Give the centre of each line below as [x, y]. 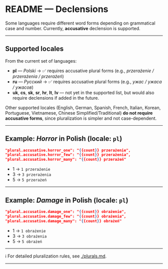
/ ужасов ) [23, 87]
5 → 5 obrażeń [27, 241]
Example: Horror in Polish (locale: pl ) [64, 139]
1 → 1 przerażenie [31, 169]
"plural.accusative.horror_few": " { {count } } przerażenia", [68, 155]
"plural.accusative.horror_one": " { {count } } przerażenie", [68, 150]
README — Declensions [57, 9]
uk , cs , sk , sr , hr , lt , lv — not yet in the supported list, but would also [83, 92]
